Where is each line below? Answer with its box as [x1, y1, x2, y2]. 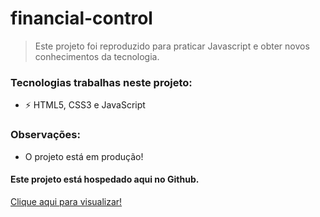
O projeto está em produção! [24, 150, 144, 162]
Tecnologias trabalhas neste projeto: [10, 75, 193, 89]
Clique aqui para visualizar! [10, 195, 123, 207]
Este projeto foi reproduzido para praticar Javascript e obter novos [34, 40, 310, 52]
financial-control [10, 7, 153, 30]
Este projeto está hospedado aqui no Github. [10, 173, 200, 186]
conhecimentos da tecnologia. [34, 50, 160, 62]
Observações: [10, 128, 81, 142]
